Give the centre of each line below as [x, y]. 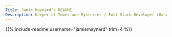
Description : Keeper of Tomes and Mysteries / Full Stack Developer [80, 15]
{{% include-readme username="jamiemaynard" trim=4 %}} [69, 29]
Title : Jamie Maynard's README [39, 10]
